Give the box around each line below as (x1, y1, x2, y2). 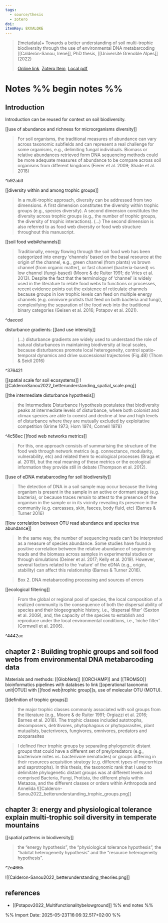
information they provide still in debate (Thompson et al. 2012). (17, 464, 147, 470)
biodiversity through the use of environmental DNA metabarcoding (17, 45, 155, 51)
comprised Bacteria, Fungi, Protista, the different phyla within (17, 774, 144, 781)
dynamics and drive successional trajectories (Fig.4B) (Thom (37, 353, 163, 359)
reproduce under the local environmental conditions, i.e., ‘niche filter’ (17, 618, 160, 624)
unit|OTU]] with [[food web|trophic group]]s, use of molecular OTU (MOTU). (5, 686, 162, 693)
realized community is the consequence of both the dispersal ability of (17, 602, 163, 608)
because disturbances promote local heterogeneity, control (17, 347, 140, 353)
